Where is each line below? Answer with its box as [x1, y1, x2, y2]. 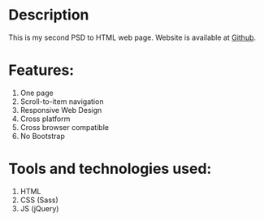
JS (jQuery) [19, 203, 59, 213]
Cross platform [19, 114, 71, 123]
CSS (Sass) [19, 195, 58, 205]
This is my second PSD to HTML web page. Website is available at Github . [8, 32, 257, 42]
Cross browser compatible [19, 122, 110, 132]
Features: [8, 61, 75, 80]
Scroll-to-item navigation [19, 96, 104, 106]
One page [19, 88, 54, 97]
